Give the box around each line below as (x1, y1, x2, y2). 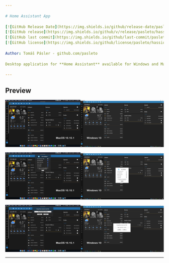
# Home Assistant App (5, 13, 51, 19)
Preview (5, 86, 32, 95)
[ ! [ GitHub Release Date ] (5, 24, 57, 29)
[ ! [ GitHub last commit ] (5, 35, 55, 40)
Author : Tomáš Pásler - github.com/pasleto (5, 51, 98, 56)
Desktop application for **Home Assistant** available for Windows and (5, 61, 158, 67)
